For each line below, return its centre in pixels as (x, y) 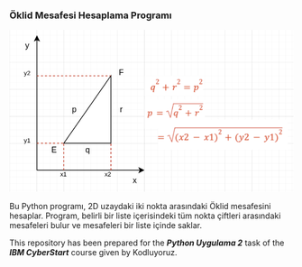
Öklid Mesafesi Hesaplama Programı (91, 15)
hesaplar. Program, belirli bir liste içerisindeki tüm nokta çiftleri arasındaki (145, 216)
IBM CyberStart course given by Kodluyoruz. (93, 252)
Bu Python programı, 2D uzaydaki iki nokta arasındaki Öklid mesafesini (140, 206)
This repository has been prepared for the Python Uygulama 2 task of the (147, 243)
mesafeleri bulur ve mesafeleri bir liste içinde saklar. (106, 225)
